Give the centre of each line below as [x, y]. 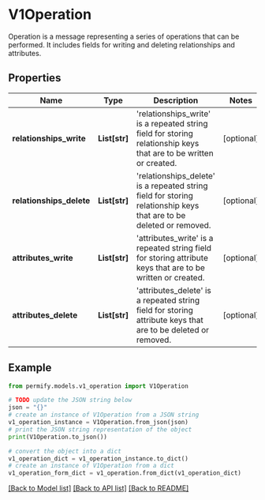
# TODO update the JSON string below [70, 400]
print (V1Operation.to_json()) [58, 437]
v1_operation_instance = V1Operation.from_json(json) [99, 423]
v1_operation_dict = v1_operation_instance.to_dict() [99, 459]
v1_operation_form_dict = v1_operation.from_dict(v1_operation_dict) [125, 473]
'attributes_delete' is [174, 290]
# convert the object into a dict [65, 451]
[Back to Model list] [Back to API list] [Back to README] [99, 488]
